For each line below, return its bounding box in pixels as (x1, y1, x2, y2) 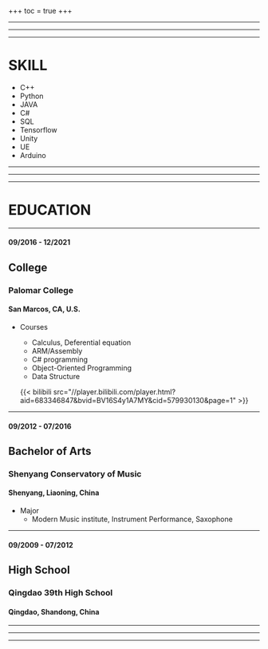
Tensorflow (19, 125, 57, 134)
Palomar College (8, 284, 74, 295)
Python (19, 91, 44, 101)
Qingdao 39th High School (8, 588, 113, 598)
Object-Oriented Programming (31, 362, 132, 373)
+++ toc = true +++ (8, 6, 73, 15)
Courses (19, 322, 48, 331)
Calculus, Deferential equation (31, 338, 132, 347)
